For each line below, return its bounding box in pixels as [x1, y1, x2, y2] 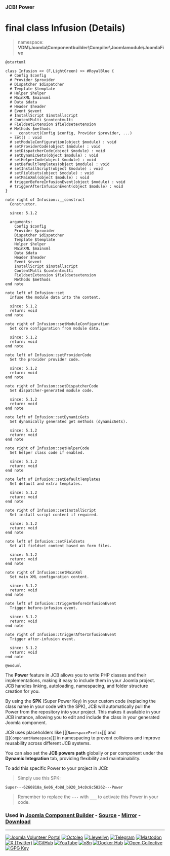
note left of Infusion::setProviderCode [5, 352, 92, 358]
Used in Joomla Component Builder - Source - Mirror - [5, 811, 141, 818]
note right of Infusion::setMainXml [5, 569, 82, 575]
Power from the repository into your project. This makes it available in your [5, 708, 161, 715]
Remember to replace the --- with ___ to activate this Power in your [17, 794, 158, 800]
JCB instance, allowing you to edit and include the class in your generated [5, 714, 160, 720]
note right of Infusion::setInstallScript [5, 508, 96, 513]
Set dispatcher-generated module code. [10, 388, 94, 393]
